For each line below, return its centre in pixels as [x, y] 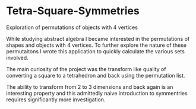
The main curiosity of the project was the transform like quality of [86, 69]
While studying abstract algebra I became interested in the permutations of [98, 39]
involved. [17, 57]
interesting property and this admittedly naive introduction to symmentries [97, 93]
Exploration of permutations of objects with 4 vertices [72, 27]
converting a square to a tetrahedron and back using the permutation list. [96, 75]
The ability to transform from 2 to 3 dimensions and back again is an [90, 86]
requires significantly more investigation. [56, 100]
